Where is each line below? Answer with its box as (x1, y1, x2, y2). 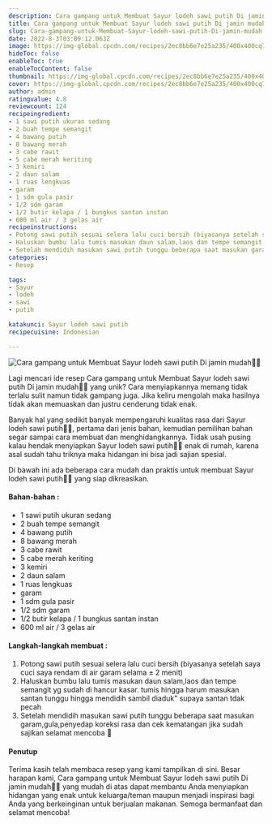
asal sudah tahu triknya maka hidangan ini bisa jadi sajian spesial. (8, 449, 227, 459)
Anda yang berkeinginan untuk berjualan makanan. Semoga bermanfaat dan (8, 799, 263, 809)
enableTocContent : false (8, 65, 92, 73)
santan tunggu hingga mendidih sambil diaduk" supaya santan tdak (19, 693, 245, 703)
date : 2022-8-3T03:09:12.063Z (8, 34, 111, 43)
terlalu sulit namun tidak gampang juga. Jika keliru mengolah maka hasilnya (8, 390, 261, 400)
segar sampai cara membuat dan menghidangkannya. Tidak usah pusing (8, 432, 251, 442)
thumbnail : (8, 72, 45, 80)
